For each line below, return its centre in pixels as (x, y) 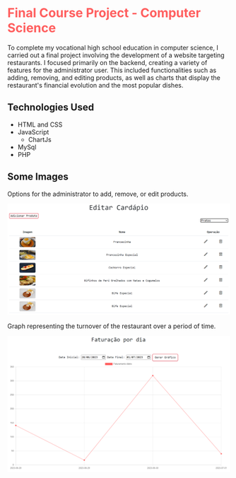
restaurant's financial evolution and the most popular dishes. (95, 85)
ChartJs (40, 139)
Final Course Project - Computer (104, 13)
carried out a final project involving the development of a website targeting (116, 55)
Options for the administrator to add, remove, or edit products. (98, 194)
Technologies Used (51, 107)
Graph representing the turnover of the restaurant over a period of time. (112, 326)
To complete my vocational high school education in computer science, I (113, 47)
